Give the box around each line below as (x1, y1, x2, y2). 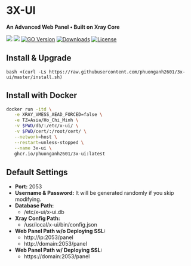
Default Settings (6, 167, 68, 177)
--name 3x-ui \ (14, 145, 52, 151)
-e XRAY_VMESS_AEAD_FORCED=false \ (14, 112, 103, 118)
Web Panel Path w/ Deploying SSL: (14, 246, 103, 254)
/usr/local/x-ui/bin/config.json (23, 221, 97, 228)
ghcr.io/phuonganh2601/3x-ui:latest (14, 151, 106, 157)
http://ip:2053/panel (23, 234, 73, 241)
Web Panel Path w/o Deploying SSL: (14, 228, 106, 235)
